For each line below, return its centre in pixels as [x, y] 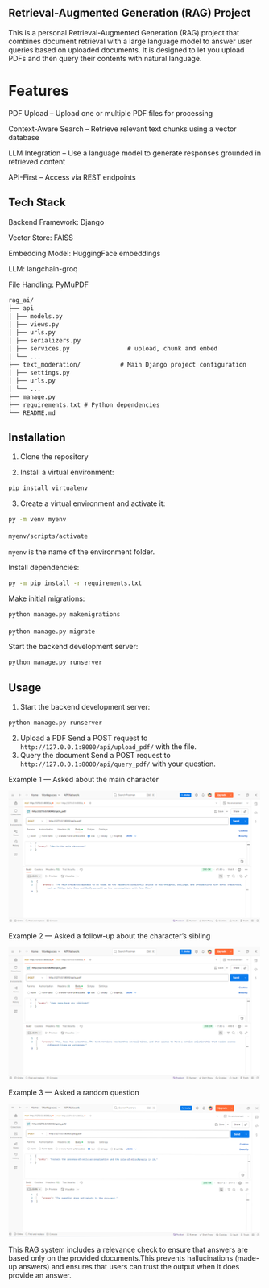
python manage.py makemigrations [64, 614]
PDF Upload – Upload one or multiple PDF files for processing [111, 113]
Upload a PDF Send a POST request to [84, 738]
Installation [37, 437]
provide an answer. [40, 1275]
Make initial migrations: [47, 598]
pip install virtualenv [48, 488]
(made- [247, 1258]
